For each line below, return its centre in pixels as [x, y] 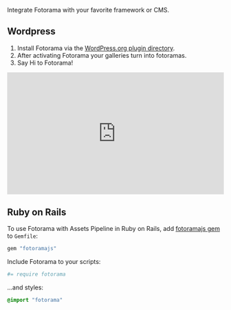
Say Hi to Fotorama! [45, 63]
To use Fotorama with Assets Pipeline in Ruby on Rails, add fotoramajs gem [113, 229]
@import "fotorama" [35, 300]
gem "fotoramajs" [32, 249]
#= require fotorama [37, 274]
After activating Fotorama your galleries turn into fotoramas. [102, 55]
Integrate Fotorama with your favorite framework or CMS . [88, 10]
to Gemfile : [22, 236]
